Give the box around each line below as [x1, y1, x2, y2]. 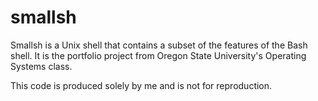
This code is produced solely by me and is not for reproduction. [10, 79, 273, 91]
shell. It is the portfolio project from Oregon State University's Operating [10, 49, 307, 61]
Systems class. [10, 60, 73, 72]
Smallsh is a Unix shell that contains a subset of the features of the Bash [10, 39, 308, 51]
